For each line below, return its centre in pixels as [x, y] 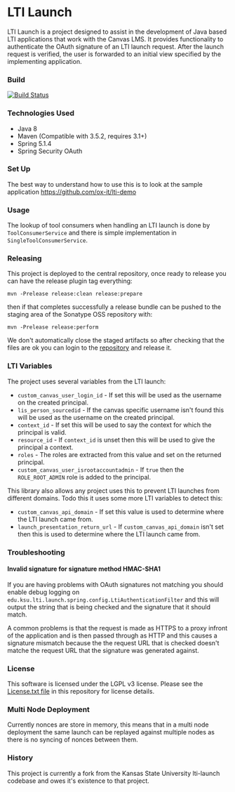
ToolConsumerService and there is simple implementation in [92, 233]
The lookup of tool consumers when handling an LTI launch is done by [109, 225]
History [20, 758]
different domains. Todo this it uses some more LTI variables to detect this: [115, 498]
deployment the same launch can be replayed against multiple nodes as [111, 732]
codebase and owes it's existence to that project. [78, 781]
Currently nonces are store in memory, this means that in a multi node [108, 725]
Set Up [19, 169]
